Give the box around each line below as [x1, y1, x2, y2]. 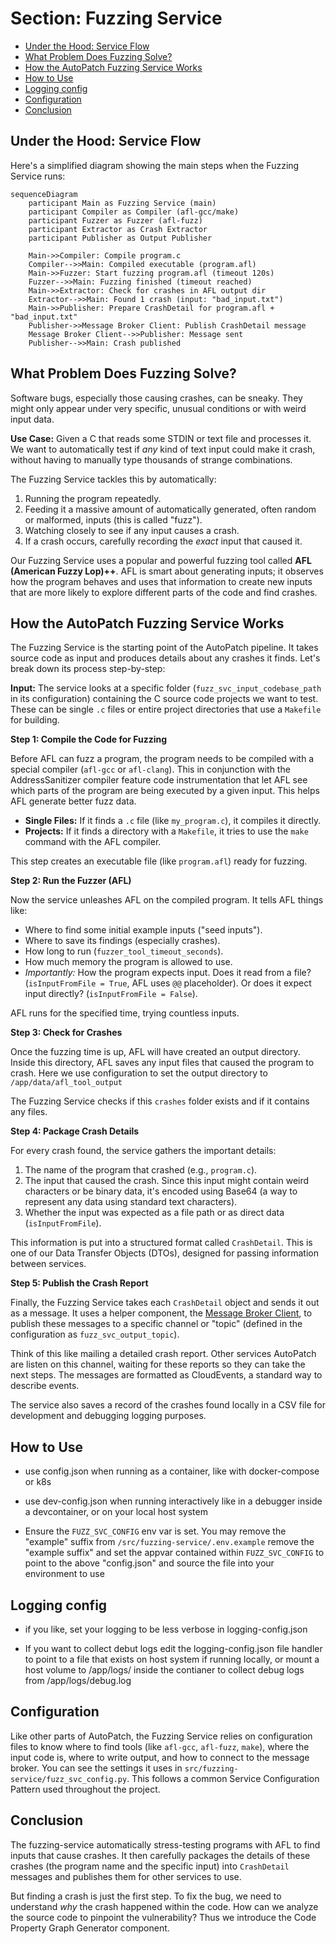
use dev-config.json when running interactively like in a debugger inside [24, 1495, 323, 1507]
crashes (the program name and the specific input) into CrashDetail [10, 1860, 290, 1872]
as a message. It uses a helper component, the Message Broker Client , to [10, 1307, 313, 1319]
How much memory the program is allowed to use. [24, 956, 233, 968]
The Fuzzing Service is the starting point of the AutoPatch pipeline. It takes [10, 642, 319, 654]
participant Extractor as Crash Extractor [28, 224, 208, 234]
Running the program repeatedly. [24, 492, 162, 504]
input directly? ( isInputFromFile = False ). [24, 988, 198, 1000]
